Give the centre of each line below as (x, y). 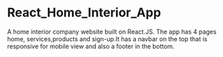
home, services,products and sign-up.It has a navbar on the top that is (107, 38)
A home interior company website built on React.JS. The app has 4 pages (112, 32)
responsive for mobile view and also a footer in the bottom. (91, 46)
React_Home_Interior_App (84, 13)
